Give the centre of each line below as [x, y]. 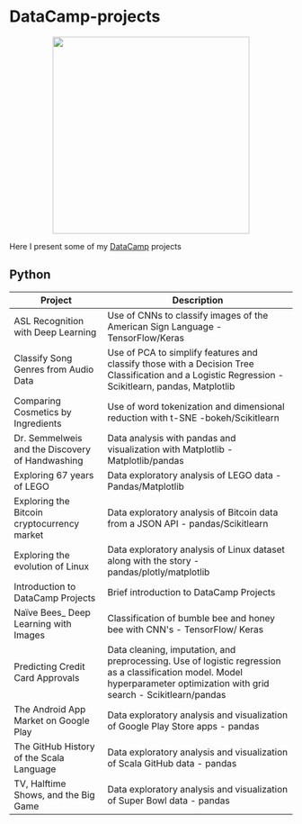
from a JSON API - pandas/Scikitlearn [188, 523]
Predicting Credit [49, 666]
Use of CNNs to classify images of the [188, 315]
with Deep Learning [55, 332]
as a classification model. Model [175, 672]
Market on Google [52, 720]
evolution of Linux [52, 566]
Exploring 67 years [54, 475]
